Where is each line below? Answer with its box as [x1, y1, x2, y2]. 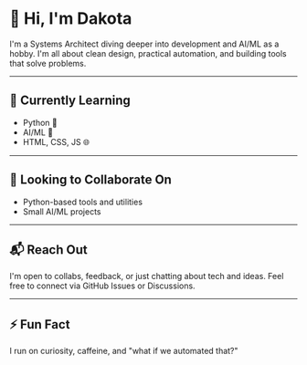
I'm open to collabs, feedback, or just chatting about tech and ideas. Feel [9, 271, 284, 282]
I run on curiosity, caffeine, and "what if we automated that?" [9, 346, 239, 357]
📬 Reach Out [9, 242, 89, 257]
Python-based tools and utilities [22, 196, 143, 207]
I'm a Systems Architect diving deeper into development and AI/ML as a [9, 38, 280, 49]
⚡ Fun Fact [9, 317, 70, 332]
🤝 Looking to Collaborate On [9, 172, 172, 188]
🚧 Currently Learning [9, 93, 131, 109]
